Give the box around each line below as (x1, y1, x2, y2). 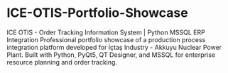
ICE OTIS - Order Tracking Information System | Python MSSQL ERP (6, 28, 205, 36)
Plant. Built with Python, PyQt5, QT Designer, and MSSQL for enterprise (6, 51, 216, 59)
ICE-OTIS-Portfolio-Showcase (6, 5, 189, 21)
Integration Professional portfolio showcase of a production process (6, 35, 206, 44)
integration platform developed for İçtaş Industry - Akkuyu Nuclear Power (6, 43, 222, 51)
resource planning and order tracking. (6, 58, 118, 66)
